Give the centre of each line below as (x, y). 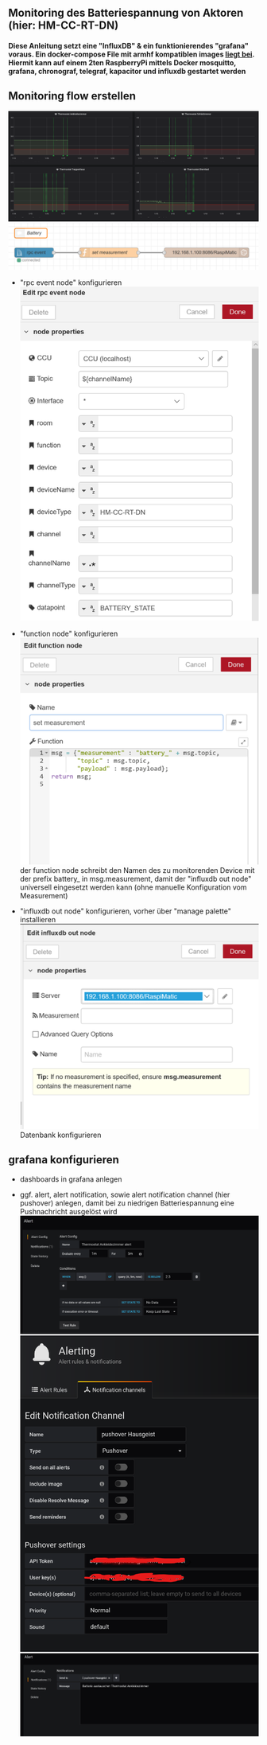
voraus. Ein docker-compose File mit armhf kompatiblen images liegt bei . (132, 54)
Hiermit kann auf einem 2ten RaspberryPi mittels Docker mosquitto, (122, 62)
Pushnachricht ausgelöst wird (68, 1211)
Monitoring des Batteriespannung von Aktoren (126, 13)
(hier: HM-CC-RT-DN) (64, 26)
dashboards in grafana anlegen (71, 1179)
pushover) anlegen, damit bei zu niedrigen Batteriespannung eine (127, 1203)
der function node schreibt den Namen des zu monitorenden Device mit (137, 870)
